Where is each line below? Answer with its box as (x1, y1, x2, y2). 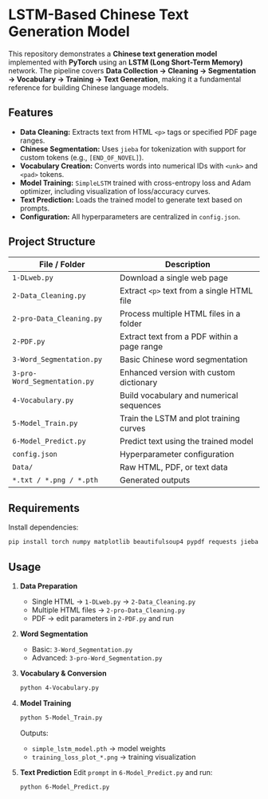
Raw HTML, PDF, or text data (119, 461, 228, 472)
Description (164, 258, 211, 270)
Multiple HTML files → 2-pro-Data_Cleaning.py (31, 605, 186, 615)
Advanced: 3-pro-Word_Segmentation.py (31, 653, 163, 663)
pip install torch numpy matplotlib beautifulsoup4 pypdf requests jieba (8, 538, 259, 546)
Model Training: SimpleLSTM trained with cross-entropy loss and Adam (19, 178, 251, 187)
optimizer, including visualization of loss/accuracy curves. (19, 186, 211, 196)
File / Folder (38, 258, 85, 270)
